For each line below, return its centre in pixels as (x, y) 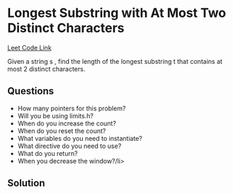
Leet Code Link (29, 47)
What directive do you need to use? (69, 146)
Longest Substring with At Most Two (117, 13)
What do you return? (47, 153)
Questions (31, 91)
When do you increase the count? (67, 123)
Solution (26, 183)
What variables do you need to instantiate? (80, 138)
